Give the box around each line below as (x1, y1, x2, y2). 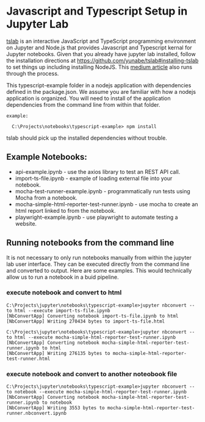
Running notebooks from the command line (6, 238, 174, 248)
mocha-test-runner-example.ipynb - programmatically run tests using (15, 187, 190, 195)
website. (15, 220, 37, 227)
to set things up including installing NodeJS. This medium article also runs (6, 63, 193, 71)
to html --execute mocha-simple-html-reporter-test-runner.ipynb (6, 334, 176, 340)
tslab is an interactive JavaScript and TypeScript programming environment (6, 37, 196, 45)
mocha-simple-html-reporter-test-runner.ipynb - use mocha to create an (15, 200, 198, 208)
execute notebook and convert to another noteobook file (6, 370, 178, 378)
